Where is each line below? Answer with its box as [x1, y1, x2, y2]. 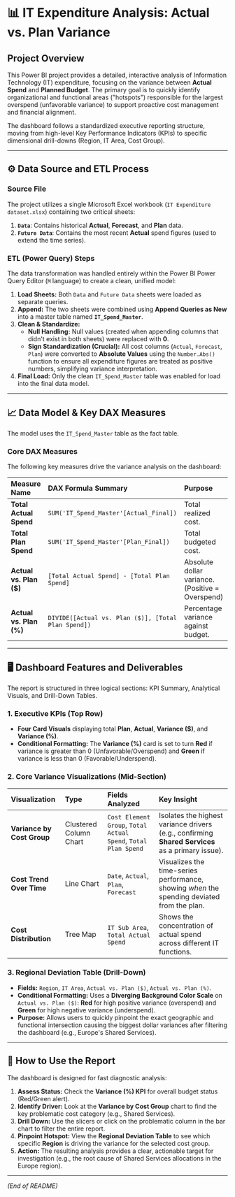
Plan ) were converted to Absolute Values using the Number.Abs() [27, 350, 215, 358]
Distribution [10, 933, 51, 943]
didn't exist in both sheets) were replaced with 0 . [27, 334, 169, 343]
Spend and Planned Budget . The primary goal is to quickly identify [7, 86, 201, 94]
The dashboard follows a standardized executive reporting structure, [7, 122, 205, 129]
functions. [158, 947, 192, 956]
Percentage [184, 603, 222, 613]
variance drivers [158, 819, 213, 829]
